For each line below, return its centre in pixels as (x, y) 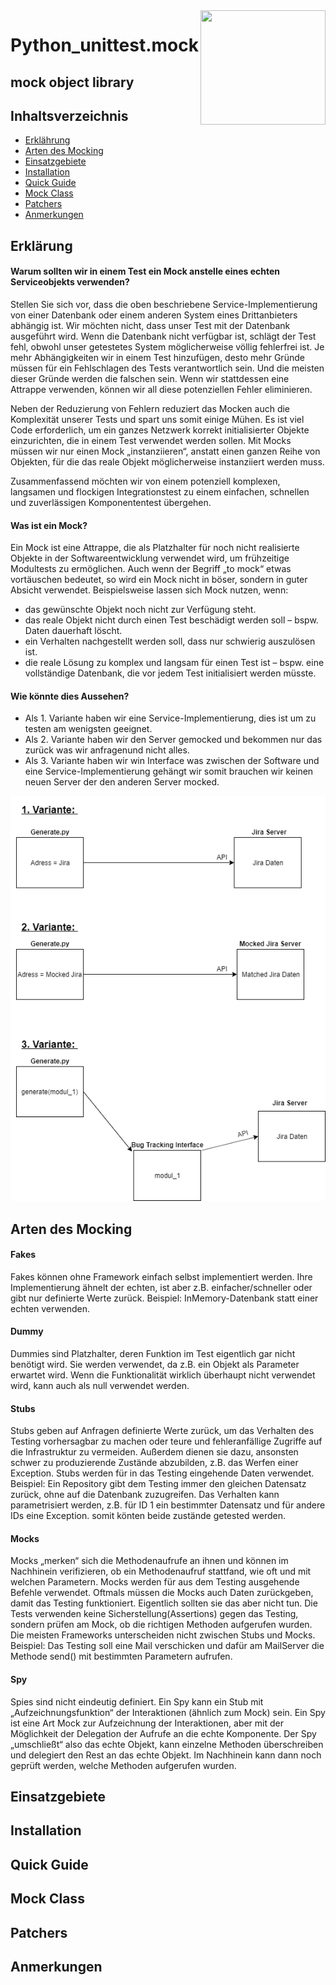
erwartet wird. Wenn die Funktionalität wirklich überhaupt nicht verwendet (163, 1375)
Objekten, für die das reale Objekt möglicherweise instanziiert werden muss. (167, 461)
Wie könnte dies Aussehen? (70, 696)
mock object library (72, 82)
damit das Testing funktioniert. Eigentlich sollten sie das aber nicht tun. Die (164, 1603)
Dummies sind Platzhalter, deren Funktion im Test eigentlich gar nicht (153, 1354)
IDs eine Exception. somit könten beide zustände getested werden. (148, 1516)
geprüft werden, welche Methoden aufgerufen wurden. (123, 1765)
